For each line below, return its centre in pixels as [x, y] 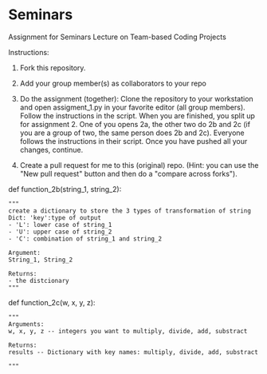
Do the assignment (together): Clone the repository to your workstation [136, 98]
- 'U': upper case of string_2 [60, 232]
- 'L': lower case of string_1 [60, 225]
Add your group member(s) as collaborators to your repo [113, 83]
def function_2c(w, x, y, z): [52, 302]
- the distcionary [39, 280]
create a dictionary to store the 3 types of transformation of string [130, 211]
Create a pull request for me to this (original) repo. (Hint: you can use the [139, 165]
